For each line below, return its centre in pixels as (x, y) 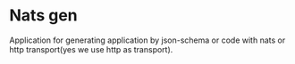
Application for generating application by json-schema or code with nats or (147, 40)
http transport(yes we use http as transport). (91, 49)
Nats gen (43, 16)
